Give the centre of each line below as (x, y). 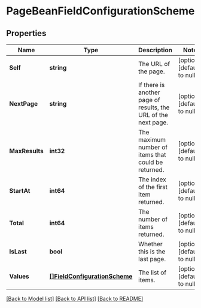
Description (155, 50)
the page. (152, 71)
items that (152, 155)
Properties (26, 33)
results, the (154, 107)
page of (149, 100)
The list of (152, 273)
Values (19, 276)
